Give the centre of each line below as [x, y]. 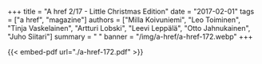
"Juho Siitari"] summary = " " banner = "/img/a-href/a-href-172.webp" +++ [130, 36]
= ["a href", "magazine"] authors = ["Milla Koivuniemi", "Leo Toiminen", [124, 20]
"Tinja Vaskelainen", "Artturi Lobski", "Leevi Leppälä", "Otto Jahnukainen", [129, 28]
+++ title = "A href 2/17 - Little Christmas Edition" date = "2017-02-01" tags [131, 11]
